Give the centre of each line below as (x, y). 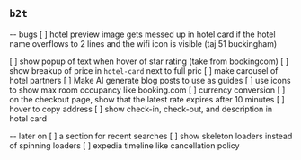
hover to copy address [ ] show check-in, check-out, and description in (141, 109)
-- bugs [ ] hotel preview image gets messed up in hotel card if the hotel (142, 34)
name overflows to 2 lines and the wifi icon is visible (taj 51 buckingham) (143, 43)
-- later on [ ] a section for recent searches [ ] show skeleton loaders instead (151, 136)
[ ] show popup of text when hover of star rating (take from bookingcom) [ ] (149, 61)
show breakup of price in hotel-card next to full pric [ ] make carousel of (144, 70)
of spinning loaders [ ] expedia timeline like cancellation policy (124, 145)
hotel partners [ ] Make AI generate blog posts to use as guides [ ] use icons (150, 80)
